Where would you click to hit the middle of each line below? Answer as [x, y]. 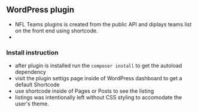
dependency [31, 72]
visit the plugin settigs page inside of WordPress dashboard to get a [98, 78]
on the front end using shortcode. [56, 31]
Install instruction [32, 52]
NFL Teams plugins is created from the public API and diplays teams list [103, 24]
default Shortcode [37, 85]
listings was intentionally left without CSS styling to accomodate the [98, 98]
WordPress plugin [40, 10]
